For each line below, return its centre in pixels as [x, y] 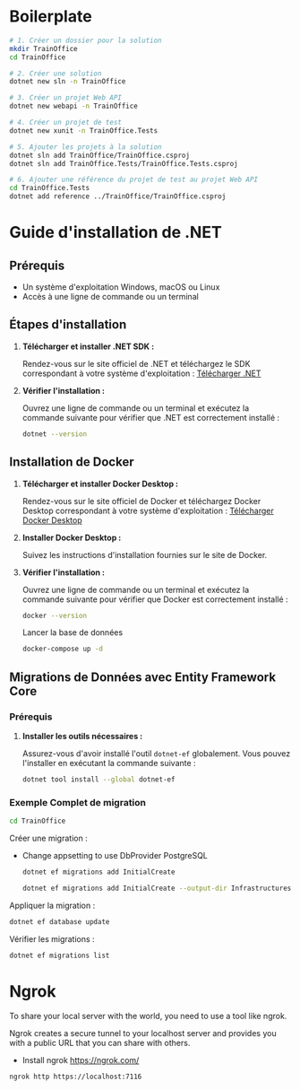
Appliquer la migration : [52, 905]
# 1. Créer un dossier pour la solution [86, 40]
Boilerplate [51, 17]
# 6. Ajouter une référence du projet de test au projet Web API [133, 180]
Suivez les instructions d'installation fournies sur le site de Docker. [145, 554]
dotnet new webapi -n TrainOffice [74, 106]
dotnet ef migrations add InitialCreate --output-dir [124, 888]
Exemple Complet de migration [77, 802]
